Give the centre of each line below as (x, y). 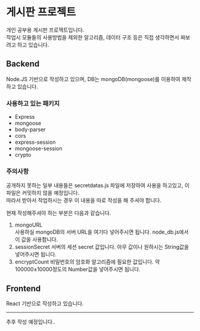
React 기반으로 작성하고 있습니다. (45, 304)
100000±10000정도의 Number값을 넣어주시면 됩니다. (78, 270)
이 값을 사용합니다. (36, 240)
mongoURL (29, 225)
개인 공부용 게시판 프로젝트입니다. (45, 30)
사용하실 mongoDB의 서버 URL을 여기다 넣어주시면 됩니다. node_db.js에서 (102, 232)
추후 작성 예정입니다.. (31, 322)
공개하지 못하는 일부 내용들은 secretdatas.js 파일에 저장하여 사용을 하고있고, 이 (98, 185)
